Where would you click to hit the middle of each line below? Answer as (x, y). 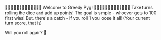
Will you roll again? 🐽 (26, 32)
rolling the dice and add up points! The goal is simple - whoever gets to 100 (81, 13)
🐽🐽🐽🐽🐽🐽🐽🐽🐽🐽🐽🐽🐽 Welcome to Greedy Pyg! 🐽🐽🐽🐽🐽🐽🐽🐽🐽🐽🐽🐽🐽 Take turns (79, 8)
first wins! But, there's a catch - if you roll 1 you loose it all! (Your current (78, 18)
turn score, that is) (24, 23)
